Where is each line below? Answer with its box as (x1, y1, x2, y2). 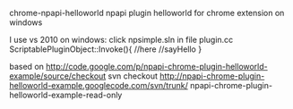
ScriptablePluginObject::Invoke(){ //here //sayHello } (9, 44, 203, 54)
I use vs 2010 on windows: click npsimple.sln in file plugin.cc (9, 35, 234, 45)
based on (9, 62, 45, 71)
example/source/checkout (9, 71, 107, 81)
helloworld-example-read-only (9, 89, 123, 100)
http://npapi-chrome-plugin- (159, 71, 265, 81)
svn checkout (108, 71, 159, 81)
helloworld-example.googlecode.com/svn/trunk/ (9, 80, 188, 90)
